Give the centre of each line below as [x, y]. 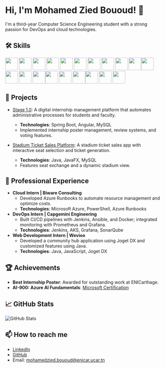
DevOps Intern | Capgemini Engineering [54, 214]
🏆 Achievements [33, 268]
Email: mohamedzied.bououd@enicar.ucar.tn [58, 360]
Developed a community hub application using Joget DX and [82, 241]
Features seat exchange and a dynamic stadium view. [75, 165]
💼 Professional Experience [47, 181]
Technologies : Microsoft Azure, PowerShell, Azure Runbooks [83, 209]
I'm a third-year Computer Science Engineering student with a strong [76, 24]
